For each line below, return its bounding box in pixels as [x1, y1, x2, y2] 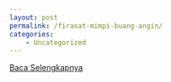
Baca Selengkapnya [9, 62, 84, 73]
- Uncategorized [25, 37, 87, 47]
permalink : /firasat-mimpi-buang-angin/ [9, 21, 164, 30]
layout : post [9, 12, 58, 22]
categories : [9, 29, 54, 38]
